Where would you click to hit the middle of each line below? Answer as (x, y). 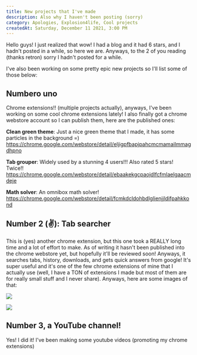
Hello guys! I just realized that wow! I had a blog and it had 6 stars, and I (93, 45)
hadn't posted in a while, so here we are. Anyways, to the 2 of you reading (96, 51)
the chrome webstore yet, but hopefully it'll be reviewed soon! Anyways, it (96, 254)
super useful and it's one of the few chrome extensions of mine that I (90, 266)
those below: (22, 75)
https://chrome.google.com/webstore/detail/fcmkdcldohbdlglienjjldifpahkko (98, 199)
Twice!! (15, 168)
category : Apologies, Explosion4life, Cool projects (72, 22)
